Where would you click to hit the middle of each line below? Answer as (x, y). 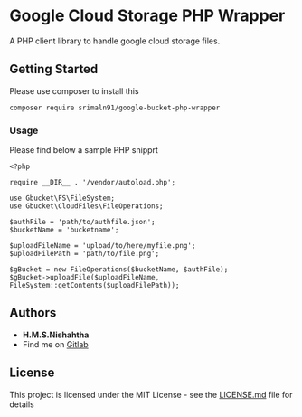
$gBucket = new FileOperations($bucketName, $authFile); (119, 270)
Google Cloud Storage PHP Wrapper (147, 16)
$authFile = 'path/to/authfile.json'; (82, 223)
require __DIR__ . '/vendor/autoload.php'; (93, 183)
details (22, 404)
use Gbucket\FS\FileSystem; (62, 199)
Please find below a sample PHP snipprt (84, 150)
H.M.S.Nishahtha (56, 335)
